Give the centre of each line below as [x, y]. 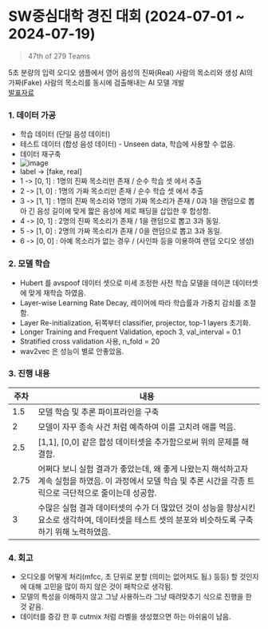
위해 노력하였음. [83, 531]
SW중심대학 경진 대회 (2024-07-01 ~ [126, 16]
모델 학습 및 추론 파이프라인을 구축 [99, 412]
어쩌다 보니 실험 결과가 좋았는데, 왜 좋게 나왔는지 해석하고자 [143, 468]
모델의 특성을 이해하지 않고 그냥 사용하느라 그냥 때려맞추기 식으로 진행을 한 [136, 597]
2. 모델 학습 [29, 264]
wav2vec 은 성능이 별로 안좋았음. [72, 351]
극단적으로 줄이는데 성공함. [109, 492]
